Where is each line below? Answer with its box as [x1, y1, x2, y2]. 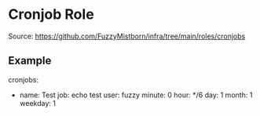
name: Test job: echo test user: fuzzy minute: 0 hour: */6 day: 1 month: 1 [19, 90, 253, 100]
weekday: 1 [19, 98, 57, 107]
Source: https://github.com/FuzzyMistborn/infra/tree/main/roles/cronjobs [8, 31, 246, 41]
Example [8, 54, 52, 67]
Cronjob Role [8, 5, 94, 24]
